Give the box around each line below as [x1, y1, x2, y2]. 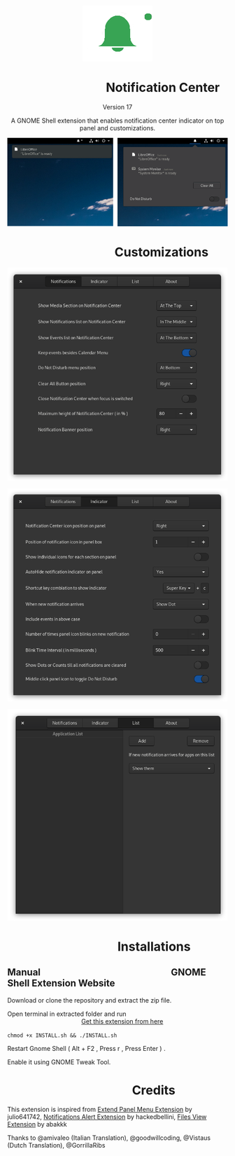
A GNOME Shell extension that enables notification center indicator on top [10, 116, 225, 125]
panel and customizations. [79, 123, 156, 132]
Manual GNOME [7, 966, 206, 979]
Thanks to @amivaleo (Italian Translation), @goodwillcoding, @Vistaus [7, 1134, 211, 1142]
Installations [117, 938, 191, 954]
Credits [131, 1082, 176, 1098]
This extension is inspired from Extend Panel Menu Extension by [7, 1106, 192, 1114]
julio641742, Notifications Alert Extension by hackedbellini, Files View [7, 1113, 207, 1121]
